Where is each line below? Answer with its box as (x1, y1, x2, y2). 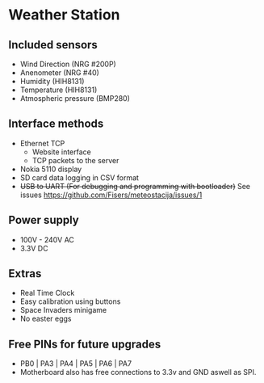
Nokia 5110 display (19, 164, 82, 174)
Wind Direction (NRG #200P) (19, 59, 117, 69)
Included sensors (8, 38, 98, 52)
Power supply (8, 213, 79, 227)
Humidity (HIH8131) (19, 77, 85, 86)
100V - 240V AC (19, 234, 75, 244)
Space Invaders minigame (19, 305, 107, 315)
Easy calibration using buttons (19, 297, 121, 306)
